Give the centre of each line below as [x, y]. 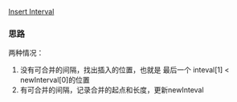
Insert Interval [31, 12]
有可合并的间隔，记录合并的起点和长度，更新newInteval [112, 90]
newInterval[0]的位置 [55, 80]
